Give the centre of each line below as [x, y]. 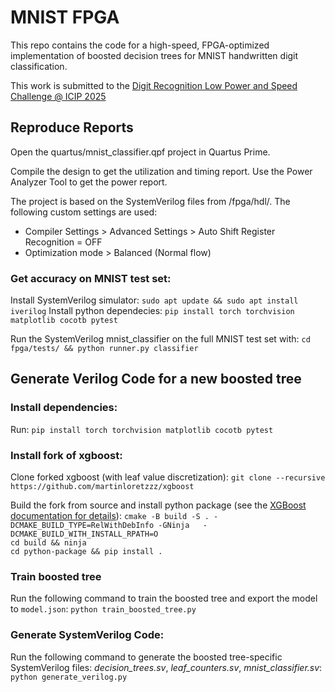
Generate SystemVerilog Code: [87, 635]
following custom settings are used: [84, 212]
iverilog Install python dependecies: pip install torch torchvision [152, 311]
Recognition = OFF [63, 242]
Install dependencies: [64, 408]
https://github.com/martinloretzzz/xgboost [102, 487]
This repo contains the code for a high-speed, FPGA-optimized [140, 45]
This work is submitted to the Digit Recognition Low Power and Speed [154, 85]
